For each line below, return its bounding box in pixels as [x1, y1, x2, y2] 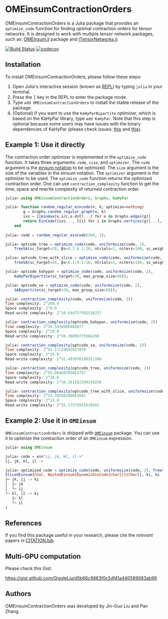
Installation [5, 60, 41, 69]
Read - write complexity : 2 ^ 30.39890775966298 [5, 334, 99, 339]
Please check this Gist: [5, 565, 52, 571]
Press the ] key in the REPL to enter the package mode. [12, 94, 127, 100]
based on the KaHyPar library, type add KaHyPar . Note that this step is [12, 115, 156, 121]
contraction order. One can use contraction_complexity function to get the [5, 181, 159, 187]
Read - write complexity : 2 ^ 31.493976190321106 [5, 357, 101, 362]
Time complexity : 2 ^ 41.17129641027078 [5, 347, 86, 352]
